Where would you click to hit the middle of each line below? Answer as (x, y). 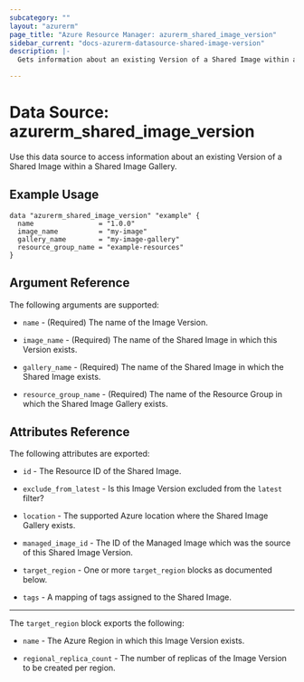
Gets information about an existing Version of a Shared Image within (153, 60)
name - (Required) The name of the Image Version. (115, 322)
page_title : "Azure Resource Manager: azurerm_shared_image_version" (143, 34)
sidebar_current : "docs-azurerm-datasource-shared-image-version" (137, 43)
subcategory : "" (40, 18)
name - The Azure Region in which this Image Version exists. (133, 641)
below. (35, 580)
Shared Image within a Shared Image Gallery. (93, 166)
